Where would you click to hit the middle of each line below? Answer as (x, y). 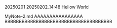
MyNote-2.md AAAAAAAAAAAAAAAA (44, 16)
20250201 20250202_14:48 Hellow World (47, 7)
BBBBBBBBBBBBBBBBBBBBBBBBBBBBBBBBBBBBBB (58, 21)
